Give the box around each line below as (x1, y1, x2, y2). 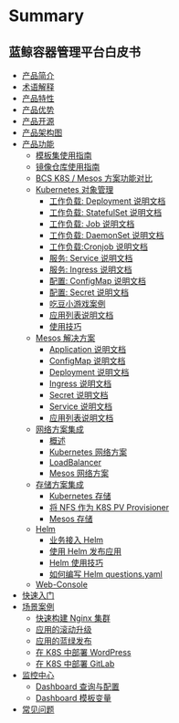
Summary (8, 5, 84, 26)
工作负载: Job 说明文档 (48, 218, 135, 229)
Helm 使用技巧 (48, 558, 104, 568)
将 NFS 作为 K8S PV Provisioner (48, 502, 170, 512)
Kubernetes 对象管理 (35, 184, 114, 194)
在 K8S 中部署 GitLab (35, 658, 115, 669)
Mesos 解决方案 (35, 332, 96, 343)
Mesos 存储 (48, 513, 93, 524)
